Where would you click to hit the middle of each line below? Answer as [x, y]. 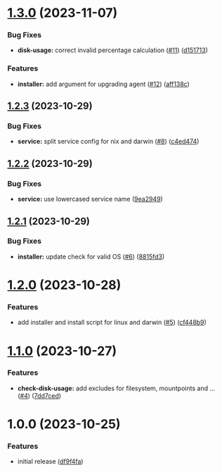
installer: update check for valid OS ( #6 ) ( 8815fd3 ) [91, 256]
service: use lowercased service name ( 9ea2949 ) [90, 199]
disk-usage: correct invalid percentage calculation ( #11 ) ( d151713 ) [113, 50]
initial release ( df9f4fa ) [50, 461]
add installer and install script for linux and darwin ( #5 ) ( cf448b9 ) [112, 323]
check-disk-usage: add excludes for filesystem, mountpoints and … [116, 388]
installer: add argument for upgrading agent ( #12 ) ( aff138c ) [103, 84]
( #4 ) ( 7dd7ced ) [39, 395]
